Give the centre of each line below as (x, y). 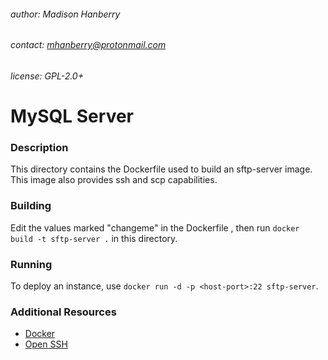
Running (31, 264)
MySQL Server (72, 116)
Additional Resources (63, 312)
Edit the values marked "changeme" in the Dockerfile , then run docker (155, 227)
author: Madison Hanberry (65, 14)
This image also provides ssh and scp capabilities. (114, 180)
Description (39, 147)
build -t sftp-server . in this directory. (94, 238)
